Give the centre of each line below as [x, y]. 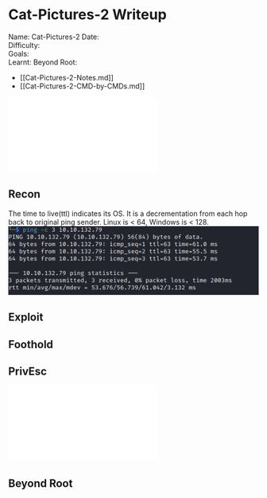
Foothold [31, 344]
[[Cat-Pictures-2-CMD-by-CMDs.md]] [82, 86]
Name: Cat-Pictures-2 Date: [54, 37]
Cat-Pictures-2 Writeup [87, 15]
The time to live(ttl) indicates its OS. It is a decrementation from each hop [128, 214]
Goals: [19, 53]
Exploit [26, 318]
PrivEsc [28, 371]
